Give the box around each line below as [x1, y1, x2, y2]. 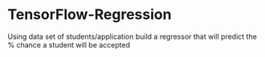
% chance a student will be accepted [7, 40, 130, 49]
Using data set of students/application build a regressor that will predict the [7, 32, 258, 41]
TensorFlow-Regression [7, 6, 172, 24]
